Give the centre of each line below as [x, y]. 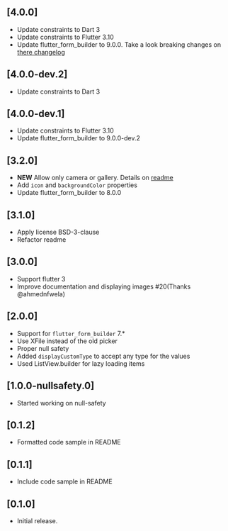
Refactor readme [41, 240]
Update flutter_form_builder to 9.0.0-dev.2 [79, 138]
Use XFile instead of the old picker [67, 341]
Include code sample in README [64, 481]
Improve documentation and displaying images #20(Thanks [104, 286]
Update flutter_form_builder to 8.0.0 [69, 193]
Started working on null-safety [62, 403]
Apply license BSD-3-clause [58, 232]
